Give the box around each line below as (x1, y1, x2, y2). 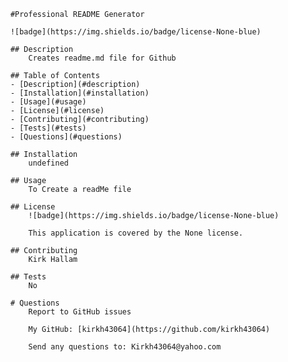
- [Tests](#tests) (10, 123, 87, 133)
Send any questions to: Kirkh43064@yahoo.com (28, 342, 222, 352)
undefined (28, 158, 69, 168)
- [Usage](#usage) (10, 97, 87, 107)
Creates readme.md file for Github (28, 53, 177, 63)
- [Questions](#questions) (10, 132, 123, 142)
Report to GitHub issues (28, 307, 132, 317)
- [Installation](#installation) (10, 88, 150, 98)
